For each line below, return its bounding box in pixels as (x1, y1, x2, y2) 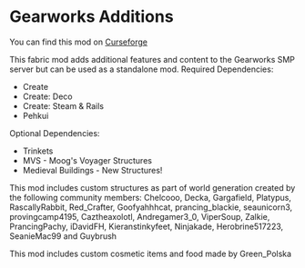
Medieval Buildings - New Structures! (22, 164, 163, 175)
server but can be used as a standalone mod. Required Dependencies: (9, 64, 274, 74)
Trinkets (22, 145, 54, 156)
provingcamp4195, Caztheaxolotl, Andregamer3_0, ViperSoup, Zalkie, (9, 211, 270, 222)
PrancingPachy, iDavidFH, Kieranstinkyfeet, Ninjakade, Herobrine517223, (9, 221, 284, 232)
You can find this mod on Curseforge (9, 36, 148, 47)
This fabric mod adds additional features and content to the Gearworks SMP (9, 54, 296, 65)
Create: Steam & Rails (22, 100, 105, 111)
